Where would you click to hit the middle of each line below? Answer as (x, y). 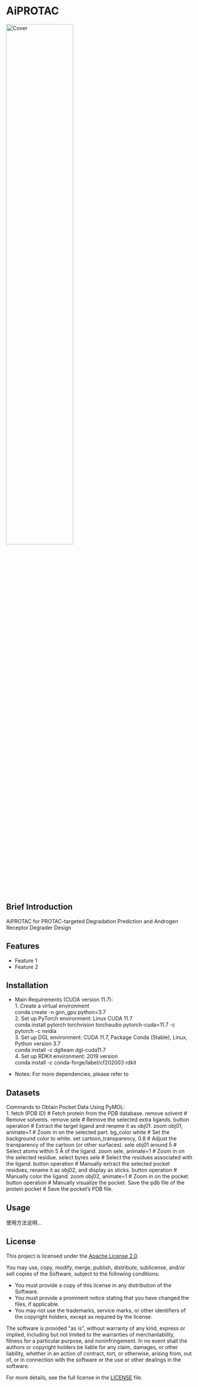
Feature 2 (26, 967)
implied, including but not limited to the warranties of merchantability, (91, 1334)
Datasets (23, 1093)
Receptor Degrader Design (39, 927)
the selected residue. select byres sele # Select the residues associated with (99, 1158)
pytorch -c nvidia (35, 1031)
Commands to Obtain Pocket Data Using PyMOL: (66, 1107)
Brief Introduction (39, 907)
